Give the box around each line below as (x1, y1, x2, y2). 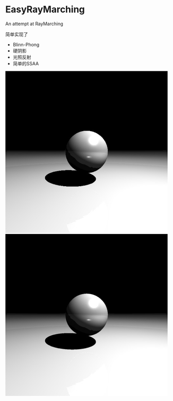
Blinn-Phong (12, 41, 40, 47)
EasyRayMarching (5, 4, 85, 15)
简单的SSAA (12, 60, 39, 66)
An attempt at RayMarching (5, 21, 63, 27)
